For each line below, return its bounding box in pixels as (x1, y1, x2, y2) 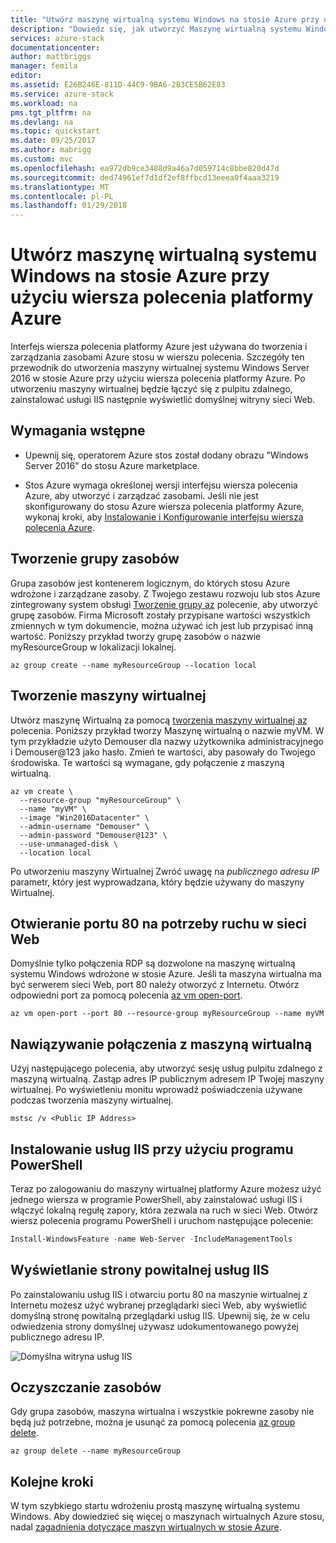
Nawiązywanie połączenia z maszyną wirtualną (10, 1036, 313, 1053)
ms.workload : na (10, 98, 78, 108)
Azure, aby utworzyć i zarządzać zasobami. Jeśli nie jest (24, 489, 259, 501)
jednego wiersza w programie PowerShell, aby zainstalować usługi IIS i (10, 1193, 303, 1205)
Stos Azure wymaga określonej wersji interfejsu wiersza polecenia (24, 479, 298, 491)
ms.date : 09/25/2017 (10, 136, 97, 146)
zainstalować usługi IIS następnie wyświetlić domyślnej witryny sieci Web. (10, 394, 316, 406)
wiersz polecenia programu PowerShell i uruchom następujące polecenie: (10, 1214, 314, 1226)
